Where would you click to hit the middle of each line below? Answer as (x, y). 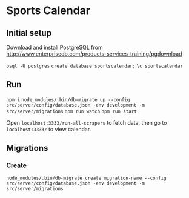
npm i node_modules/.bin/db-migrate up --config (68, 100)
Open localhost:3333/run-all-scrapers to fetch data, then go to (87, 122)
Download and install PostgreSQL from (55, 47)
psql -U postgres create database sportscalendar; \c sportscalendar (95, 66)
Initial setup (29, 33)
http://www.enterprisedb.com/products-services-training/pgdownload (94, 54)
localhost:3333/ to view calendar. (49, 129)
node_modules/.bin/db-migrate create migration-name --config (86, 178)
